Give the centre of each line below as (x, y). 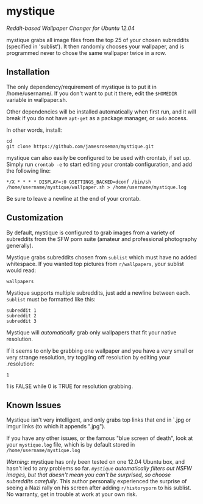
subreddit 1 (21, 310)
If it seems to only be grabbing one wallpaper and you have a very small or (100, 351)
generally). (20, 245)
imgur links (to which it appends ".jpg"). (56, 427)
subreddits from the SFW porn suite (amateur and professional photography (101, 239)
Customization (35, 218)
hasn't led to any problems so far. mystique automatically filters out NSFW (99, 469)
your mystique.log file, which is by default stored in (71, 445)
